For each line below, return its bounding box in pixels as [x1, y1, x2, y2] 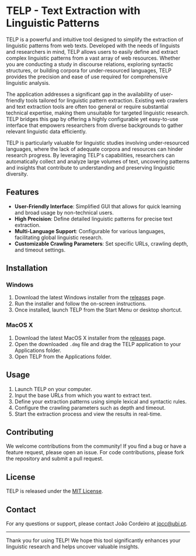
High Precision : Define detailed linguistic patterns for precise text [14, 215, 173, 222]
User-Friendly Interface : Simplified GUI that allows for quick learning [14, 203, 181, 210]
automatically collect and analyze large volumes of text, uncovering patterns [6, 158, 190, 165]
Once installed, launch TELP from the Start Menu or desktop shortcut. [14, 306, 183, 313]
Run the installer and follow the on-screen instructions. [14, 300, 147, 308]
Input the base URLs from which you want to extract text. [14, 392, 152, 399]
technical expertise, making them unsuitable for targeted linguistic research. [6, 109, 189, 116]
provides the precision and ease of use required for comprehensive [6, 73, 168, 80]
